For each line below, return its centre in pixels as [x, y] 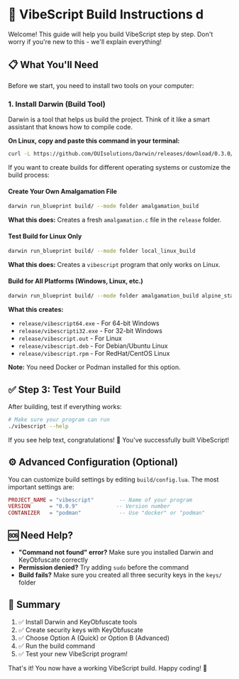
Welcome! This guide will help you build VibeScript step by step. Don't [111, 34]
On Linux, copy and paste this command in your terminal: [94, 141]
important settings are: [41, 487]
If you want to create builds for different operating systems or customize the [119, 167]
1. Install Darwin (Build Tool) [57, 104]
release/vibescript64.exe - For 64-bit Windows [89, 323]
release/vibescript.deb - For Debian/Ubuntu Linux [93, 346]
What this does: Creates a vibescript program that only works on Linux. [114, 265]
